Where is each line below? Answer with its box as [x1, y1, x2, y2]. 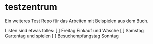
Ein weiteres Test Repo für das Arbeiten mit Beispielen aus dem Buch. [5, 18, 149, 24]
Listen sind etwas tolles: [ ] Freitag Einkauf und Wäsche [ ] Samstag [5, 27, 144, 33]
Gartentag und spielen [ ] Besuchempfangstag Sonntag [5, 33, 119, 39]
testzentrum [5, 1, 57, 13]
